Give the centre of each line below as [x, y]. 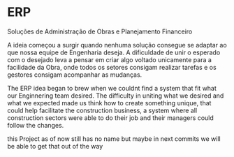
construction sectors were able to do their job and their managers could [111, 118]
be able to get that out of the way [55, 146]
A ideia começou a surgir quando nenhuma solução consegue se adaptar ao [117, 45]
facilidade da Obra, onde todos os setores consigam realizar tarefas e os [112, 67]
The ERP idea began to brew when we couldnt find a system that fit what [112, 88]
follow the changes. [36, 125]
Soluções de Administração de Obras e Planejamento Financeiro [100, 31]
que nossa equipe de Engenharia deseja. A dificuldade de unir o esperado [114, 52]
